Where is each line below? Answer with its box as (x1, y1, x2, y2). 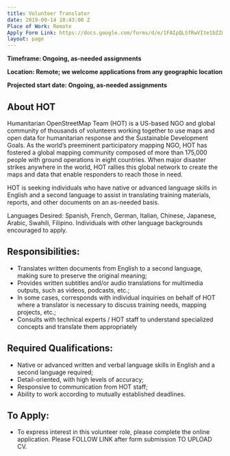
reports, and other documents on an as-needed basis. (7, 198, 159, 206)
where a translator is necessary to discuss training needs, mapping (16, 300, 207, 309)
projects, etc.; (16, 308, 57, 316)
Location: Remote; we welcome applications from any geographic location (7, 68, 223, 76)
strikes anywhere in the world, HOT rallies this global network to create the (7, 163, 218, 171)
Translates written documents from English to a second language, (16, 264, 203, 272)
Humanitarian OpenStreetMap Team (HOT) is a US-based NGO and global (7, 119, 216, 127)
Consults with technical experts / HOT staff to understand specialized (16, 315, 214, 323)
